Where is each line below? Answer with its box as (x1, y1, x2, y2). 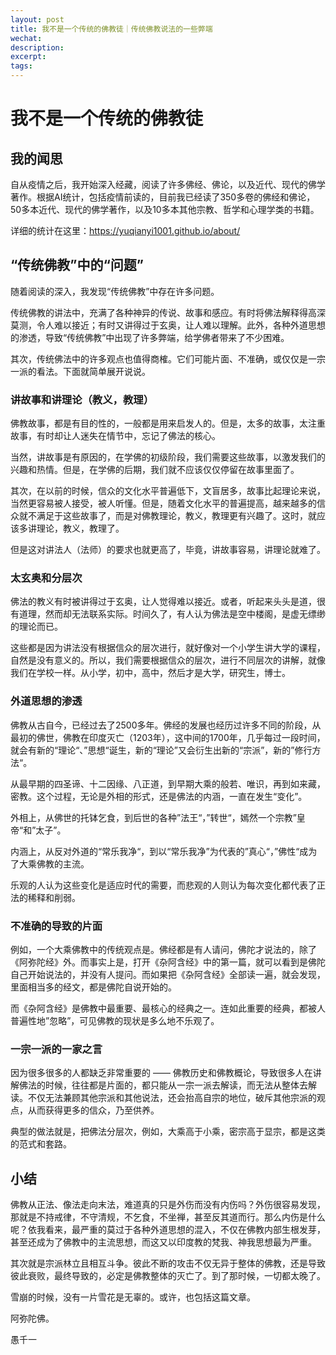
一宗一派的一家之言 (10, 1042, 103, 1056)
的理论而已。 (10, 621, 63, 633)
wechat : (10, 33, 43, 43)
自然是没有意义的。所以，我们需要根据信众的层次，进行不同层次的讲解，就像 (10, 654, 326, 666)
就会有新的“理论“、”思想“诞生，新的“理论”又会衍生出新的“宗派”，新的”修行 (10, 744, 313, 756)
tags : (10, 61, 33, 71)
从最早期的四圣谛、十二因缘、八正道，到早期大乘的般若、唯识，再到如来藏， (10, 777, 326, 790)
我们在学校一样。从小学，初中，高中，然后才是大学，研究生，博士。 (10, 667, 291, 679)
